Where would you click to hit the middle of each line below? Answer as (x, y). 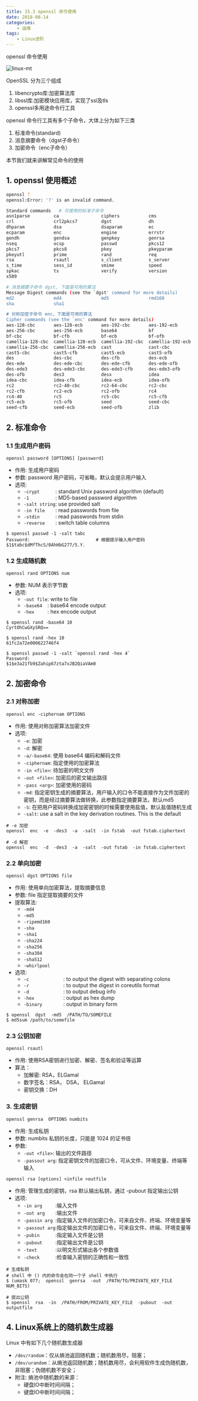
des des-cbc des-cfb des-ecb (87, 358)
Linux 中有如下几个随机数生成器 (44, 1343)
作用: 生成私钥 (32, 1131)
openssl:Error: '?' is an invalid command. (60, 200)
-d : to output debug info (70, 991)
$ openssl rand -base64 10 (39, 623)
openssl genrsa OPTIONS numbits (47, 1119)
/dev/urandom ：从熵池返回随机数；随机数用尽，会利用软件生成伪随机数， (103, 1362)
